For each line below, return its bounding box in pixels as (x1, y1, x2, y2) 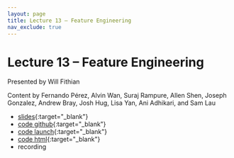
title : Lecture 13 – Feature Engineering (7, 17, 132, 24)
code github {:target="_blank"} (17, 120, 106, 128)
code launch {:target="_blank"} (17, 128, 108, 136)
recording (17, 142, 47, 151)
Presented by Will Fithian (7, 77, 80, 86)
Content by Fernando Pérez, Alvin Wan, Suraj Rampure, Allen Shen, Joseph (7, 91, 227, 100)
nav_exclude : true (7, 23, 62, 30)
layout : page (7, 10, 46, 18)
